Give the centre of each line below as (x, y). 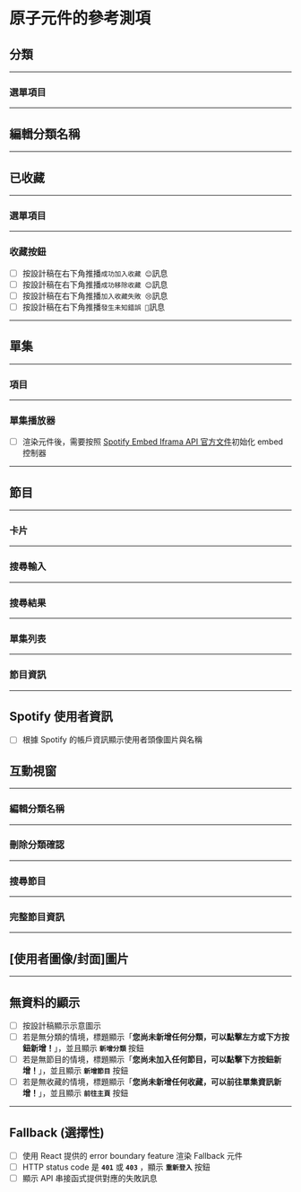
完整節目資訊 (37, 917)
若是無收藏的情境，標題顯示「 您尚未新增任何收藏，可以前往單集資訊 (148, 1082)
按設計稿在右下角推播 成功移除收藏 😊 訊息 (95, 285)
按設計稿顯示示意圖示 (61, 1026)
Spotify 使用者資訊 (61, 716)
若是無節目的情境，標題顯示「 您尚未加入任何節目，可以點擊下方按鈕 (148, 1059)
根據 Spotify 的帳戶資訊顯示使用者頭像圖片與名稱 (112, 740)
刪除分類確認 (37, 845)
